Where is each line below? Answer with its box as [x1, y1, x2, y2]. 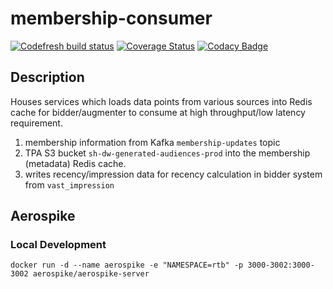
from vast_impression [24, 178, 115, 191]
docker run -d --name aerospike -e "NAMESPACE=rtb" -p [10, 260, 244, 271]
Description [10, 69, 85, 86]
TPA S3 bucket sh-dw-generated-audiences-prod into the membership [24, 147, 311, 159]
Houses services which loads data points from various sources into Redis [10, 95, 313, 107]
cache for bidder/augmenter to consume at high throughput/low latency [10, 106, 306, 118]
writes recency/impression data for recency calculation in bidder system [24, 168, 323, 180]
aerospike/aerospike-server [32, 269, 150, 279]
